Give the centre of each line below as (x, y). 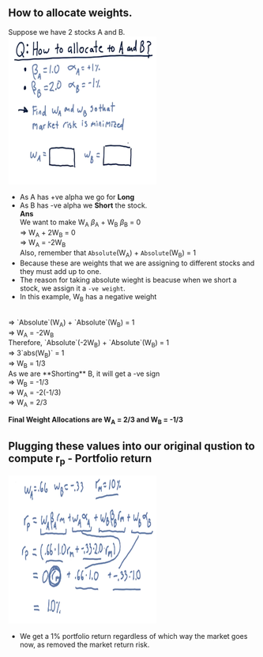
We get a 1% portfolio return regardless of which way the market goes (133, 636)
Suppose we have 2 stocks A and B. (67, 32)
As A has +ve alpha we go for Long (77, 197)
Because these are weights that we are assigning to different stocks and (137, 263)
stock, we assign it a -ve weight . (73, 288)
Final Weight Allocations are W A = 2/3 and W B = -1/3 (96, 420)
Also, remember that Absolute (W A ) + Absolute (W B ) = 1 (107, 253)
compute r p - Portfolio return (80, 460)
